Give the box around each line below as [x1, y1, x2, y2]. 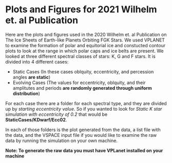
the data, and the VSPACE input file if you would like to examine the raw [5, 132, 157, 138]
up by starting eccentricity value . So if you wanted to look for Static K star [5, 106, 163, 112]
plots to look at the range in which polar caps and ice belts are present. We [5, 48, 164, 54]
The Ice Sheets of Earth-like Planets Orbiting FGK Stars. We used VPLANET [5, 37, 165, 43]
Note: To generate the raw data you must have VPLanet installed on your [5, 147, 163, 153]
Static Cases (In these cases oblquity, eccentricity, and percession [12, 68, 154, 75]
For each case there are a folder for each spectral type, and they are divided [5, 100, 167, 106]
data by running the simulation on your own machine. [5, 137, 118, 144]
